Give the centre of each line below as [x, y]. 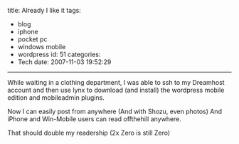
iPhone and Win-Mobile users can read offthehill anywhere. [94, 119]
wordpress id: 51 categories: [59, 54]
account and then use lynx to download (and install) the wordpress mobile [116, 90]
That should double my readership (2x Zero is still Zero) [89, 133]
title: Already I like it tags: [44, 10]
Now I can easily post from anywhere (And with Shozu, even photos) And [115, 111]
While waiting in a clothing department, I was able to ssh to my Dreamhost [116, 82]
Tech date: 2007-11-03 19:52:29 [64, 62]
